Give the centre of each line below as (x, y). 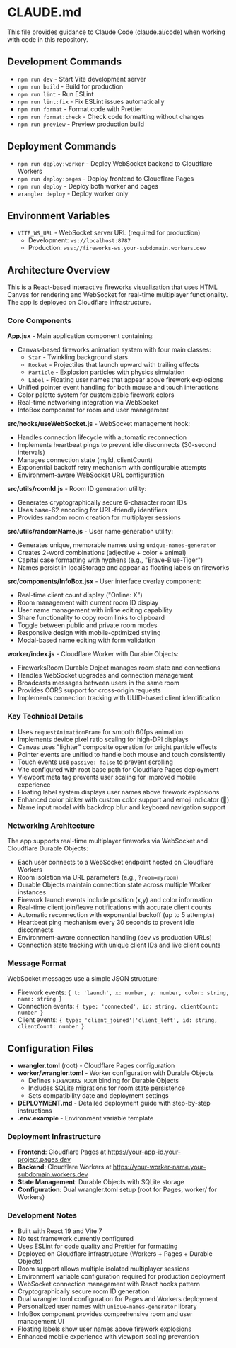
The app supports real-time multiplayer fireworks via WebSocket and (108, 841)
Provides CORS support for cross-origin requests (89, 690)
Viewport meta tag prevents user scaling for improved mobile (107, 777)
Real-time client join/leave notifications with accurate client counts (114, 907)
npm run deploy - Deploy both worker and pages (88, 186)
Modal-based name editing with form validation (87, 640)
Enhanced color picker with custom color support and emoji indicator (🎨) (123, 799)
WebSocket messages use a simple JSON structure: (83, 979)
